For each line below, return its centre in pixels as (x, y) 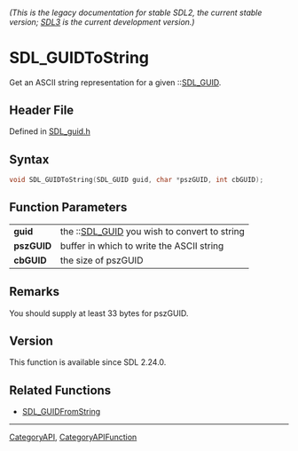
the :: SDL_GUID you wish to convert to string (153, 231)
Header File (42, 110)
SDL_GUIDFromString (61, 412)
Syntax (29, 159)
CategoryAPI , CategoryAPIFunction (73, 437)
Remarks (35, 292)
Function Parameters (68, 207)
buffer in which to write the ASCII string (142, 246)
